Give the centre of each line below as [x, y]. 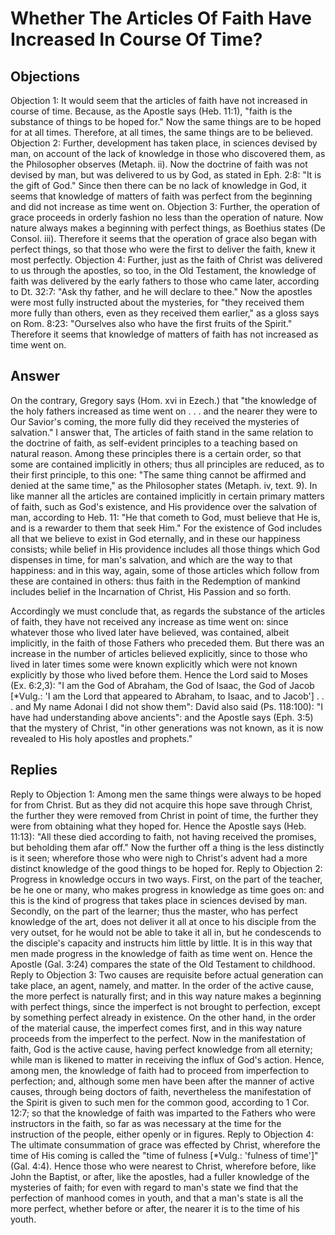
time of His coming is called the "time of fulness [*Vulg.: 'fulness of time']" [164, 1155]
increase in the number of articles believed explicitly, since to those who [159, 653]
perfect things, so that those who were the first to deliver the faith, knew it [163, 249]
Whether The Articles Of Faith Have [161, 18]
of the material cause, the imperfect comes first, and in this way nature [156, 1028]
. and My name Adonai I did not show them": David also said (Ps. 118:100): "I [166, 706]
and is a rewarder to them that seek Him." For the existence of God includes [166, 528]
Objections [45, 76]
